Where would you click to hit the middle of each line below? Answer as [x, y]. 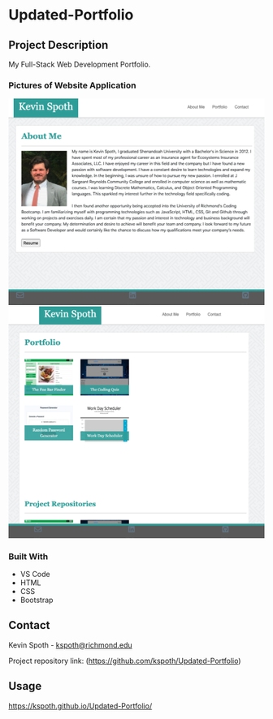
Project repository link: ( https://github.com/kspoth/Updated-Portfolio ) [125, 661]
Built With [28, 556]
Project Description [58, 45]
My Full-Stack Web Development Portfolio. [80, 64]
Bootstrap [37, 600]
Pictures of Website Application [72, 85]
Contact [29, 625]
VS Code [35, 574]
